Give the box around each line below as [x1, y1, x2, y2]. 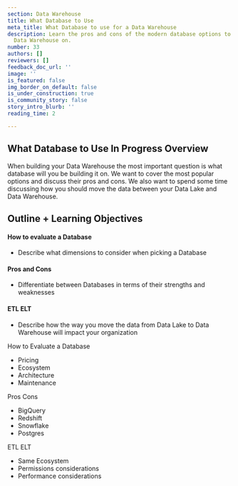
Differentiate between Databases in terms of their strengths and [17, 280, 205, 289]
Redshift [17, 413, 43, 422]
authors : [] [7, 51, 43, 58]
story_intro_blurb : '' [7, 103, 75, 111]
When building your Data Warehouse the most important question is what [7, 161, 223, 170]
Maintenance [17, 378, 57, 387]
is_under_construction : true [7, 90, 94, 97]
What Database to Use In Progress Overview [7, 143, 209, 155]
